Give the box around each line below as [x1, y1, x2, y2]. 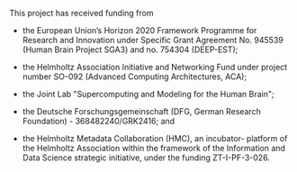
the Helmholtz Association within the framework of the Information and [22, 143, 286, 153]
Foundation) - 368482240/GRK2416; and [22, 116, 175, 126]
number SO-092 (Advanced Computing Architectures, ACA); [22, 71, 247, 82]
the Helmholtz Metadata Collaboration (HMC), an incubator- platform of [22, 133, 288, 143]
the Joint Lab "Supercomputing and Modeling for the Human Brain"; [22, 89, 274, 99]
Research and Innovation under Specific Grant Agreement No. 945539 [22, 35, 283, 45]
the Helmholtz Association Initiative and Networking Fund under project [22, 62, 288, 72]
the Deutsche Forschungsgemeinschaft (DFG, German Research [22, 106, 261, 116]
